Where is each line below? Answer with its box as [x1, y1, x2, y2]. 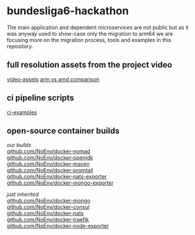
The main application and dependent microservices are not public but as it [7, 24, 189, 31]
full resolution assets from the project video [7, 60, 172, 70]
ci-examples [7, 109, 37, 116]
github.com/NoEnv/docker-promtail [7, 167, 94, 174]
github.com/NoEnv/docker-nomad [7, 148, 90, 155]
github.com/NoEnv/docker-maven [7, 160, 90, 167]
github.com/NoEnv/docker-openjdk [7, 154, 93, 161]
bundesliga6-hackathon [7, 4, 129, 18]
